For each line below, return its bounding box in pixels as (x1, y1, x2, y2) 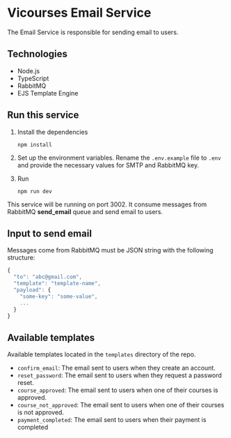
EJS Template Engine (17, 89, 79, 97)
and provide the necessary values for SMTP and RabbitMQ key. (17, 160, 200, 169)
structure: (7, 253, 35, 262)
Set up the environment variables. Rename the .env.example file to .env (17, 153, 221, 162)
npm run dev (17, 188, 52, 195)
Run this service (7, 109, 79, 121)
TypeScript (17, 74, 49, 82)
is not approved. (17, 408, 65, 416)
